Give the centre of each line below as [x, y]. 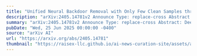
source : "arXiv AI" [30, 33]
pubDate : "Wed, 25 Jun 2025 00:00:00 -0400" [61, 28]
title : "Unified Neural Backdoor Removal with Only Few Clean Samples [94, 11]
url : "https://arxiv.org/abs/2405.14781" [57, 38]
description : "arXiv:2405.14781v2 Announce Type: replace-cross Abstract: [99, 17]
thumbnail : [19, 44]
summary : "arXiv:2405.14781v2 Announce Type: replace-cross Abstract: [94, 22]
